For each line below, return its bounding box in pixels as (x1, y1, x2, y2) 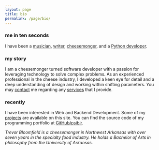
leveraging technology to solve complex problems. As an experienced (5, 71, 144, 77)
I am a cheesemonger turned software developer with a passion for (5, 66, 139, 72)
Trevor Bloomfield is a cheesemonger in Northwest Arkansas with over (5, 129, 146, 135)
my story (5, 55, 27, 62)
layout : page (5, 7, 31, 12)
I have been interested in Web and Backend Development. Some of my (5, 110, 146, 116)
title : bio (5, 12, 27, 16)
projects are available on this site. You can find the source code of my (5, 115, 144, 121)
